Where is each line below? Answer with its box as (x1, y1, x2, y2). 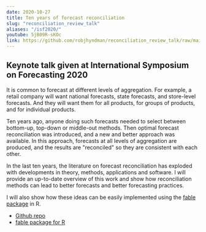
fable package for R (15, 218, 66, 226)
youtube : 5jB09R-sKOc (6, 32, 62, 38)
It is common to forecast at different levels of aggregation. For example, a (6, 86, 192, 93)
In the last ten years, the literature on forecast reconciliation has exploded (6, 162, 193, 169)
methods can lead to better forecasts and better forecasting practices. (6, 182, 184, 189)
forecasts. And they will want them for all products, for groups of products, (6, 99, 195, 106)
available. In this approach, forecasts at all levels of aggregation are (6, 137, 177, 144)
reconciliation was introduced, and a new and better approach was (6, 130, 175, 138)
